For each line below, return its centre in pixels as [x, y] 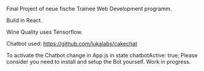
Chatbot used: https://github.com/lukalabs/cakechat [72, 44]
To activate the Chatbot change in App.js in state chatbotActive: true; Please [102, 55]
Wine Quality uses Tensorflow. [44, 32]
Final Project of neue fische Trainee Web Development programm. [89, 9]
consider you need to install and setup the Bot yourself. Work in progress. [98, 62]
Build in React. [24, 20]
